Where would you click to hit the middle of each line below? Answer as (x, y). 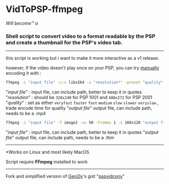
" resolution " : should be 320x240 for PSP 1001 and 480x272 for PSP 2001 (79, 98)
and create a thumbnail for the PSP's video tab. (64, 42)
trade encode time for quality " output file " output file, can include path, (79, 108)
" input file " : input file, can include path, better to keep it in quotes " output (82, 132)
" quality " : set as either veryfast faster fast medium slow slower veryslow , (82, 103)
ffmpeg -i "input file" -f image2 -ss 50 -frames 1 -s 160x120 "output (82, 123)
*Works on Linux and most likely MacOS (48, 152)
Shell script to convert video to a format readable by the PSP (80, 36)
